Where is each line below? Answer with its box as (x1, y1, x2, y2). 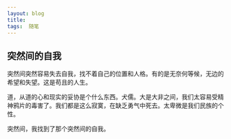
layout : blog (7, 10, 45, 17)
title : (7, 17, 26, 23)
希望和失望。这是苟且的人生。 (7, 78, 91, 87)
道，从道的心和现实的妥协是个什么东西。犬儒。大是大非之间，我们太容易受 (7, 93, 218, 101)
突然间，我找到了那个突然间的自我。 (7, 125, 110, 133)
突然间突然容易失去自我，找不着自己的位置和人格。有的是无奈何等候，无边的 (7, 69, 224, 78)
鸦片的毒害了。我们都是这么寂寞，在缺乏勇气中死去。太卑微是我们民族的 (12, 101, 218, 110)
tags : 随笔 (7, 23, 39, 30)
